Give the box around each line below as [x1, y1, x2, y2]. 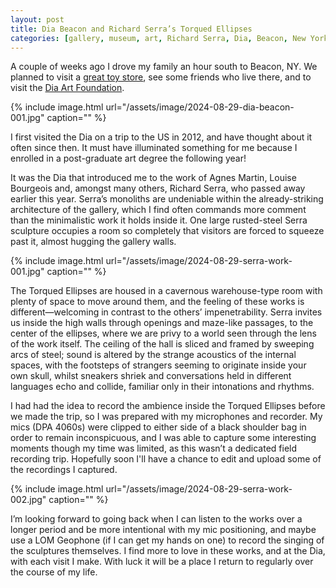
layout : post [10, 14, 65, 25]
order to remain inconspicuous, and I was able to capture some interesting [10, 432, 317, 444]
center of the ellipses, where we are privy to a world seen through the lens [10, 327, 317, 340]
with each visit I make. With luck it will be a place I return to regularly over [10, 556, 314, 568]
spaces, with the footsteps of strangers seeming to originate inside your [10, 359, 307, 371]
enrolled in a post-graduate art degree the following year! [10, 152, 247, 165]
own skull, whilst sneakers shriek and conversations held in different [10, 370, 292, 382]
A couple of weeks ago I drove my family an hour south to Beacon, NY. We [10, 61, 318, 73]
